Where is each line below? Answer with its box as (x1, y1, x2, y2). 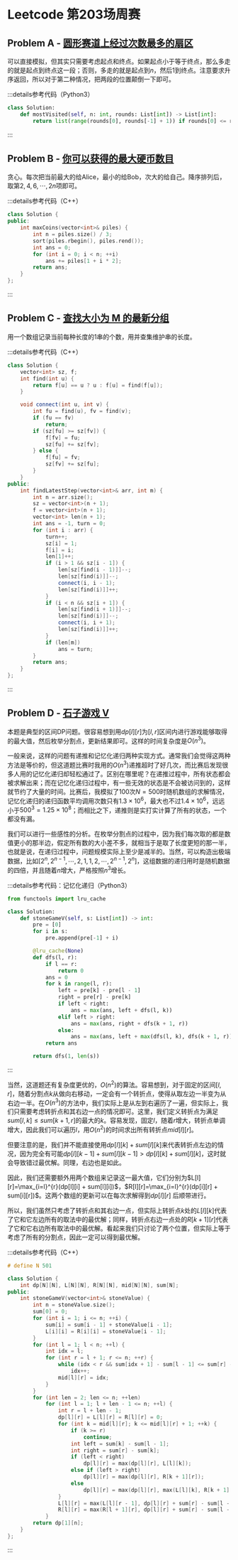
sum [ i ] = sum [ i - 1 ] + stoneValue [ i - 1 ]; (45, 1321, 173, 1328)
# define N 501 (7, 1262, 52, 1269)
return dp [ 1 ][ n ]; (33, 1519, 84, 1527)
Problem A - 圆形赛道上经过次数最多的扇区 (7, 37, 193, 49)
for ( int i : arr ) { (33, 527, 93, 534)
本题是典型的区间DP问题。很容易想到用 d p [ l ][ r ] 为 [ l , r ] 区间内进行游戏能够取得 (7, 727, 228, 736)
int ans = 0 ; (33, 244, 72, 251)
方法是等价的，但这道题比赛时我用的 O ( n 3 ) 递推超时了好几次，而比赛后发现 (7, 760, 222, 770)
